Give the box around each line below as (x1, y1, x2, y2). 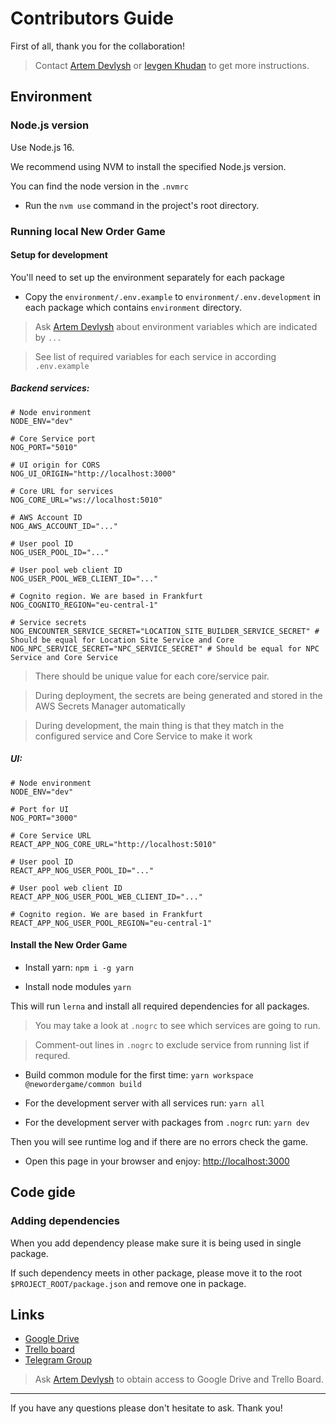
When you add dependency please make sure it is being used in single (10, 1237, 302, 1249)
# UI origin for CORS (10, 460, 101, 470)
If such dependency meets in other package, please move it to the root (10, 1267, 303, 1279)
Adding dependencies (10, 1214, 120, 1228)
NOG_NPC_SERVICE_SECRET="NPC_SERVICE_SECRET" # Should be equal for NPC (10, 643, 320, 654)
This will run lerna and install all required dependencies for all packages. (10, 1000, 310, 1012)
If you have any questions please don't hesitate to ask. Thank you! (10, 1402, 283, 1414)
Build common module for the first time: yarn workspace (24, 1068, 254, 1081)
